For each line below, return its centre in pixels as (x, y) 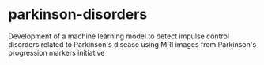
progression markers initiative (57, 52)
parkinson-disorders (78, 14)
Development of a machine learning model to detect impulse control (119, 36)
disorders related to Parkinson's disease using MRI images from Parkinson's (132, 44)
